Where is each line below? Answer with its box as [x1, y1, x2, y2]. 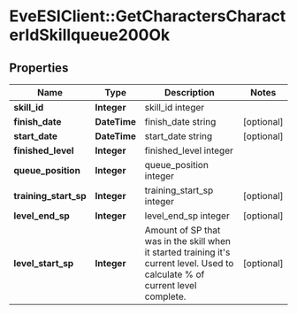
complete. [144, 290, 187, 303]
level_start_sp [13, 257, 74, 269]
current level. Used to [144, 257, 234, 269]
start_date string [144, 130, 213, 142]
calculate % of [144, 268, 205, 280]
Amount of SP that [144, 224, 221, 236]
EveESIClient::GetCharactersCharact [9, 6, 286, 27]
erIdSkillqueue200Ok [9, 25, 171, 45]
